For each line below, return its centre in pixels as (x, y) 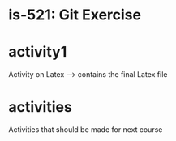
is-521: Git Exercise (75, 15)
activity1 (38, 52)
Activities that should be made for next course (86, 130)
